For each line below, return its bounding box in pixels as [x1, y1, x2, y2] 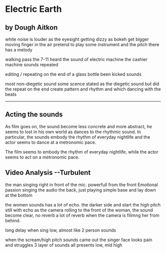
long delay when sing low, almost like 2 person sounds [5, 227, 116, 233]
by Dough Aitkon [5, 23, 58, 32]
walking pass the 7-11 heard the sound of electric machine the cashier [5, 56, 148, 62]
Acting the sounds [5, 110, 63, 119]
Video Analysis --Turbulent [5, 168, 91, 177]
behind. [5, 217, 21, 223]
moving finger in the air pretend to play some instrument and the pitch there [5, 42, 160, 48]
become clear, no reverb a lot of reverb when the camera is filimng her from [5, 212, 160, 218]
